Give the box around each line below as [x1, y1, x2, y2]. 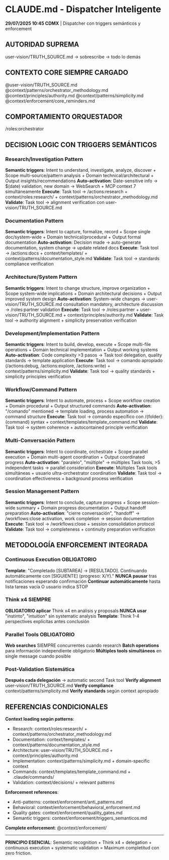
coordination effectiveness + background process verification [5, 475, 133, 481]
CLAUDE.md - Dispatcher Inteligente [5, 4, 161, 15]
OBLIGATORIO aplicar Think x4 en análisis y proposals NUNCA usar [5, 608, 147, 614]
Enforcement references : [5, 789, 59, 795]
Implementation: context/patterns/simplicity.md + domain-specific [12, 758, 150, 764]
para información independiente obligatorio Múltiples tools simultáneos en [5, 648, 162, 654]
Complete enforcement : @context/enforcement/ [5, 825, 107, 831]
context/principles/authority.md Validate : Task [67, 312, 164, 318]
